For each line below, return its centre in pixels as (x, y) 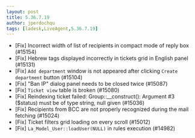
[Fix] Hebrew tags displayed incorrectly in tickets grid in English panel (101, 58)
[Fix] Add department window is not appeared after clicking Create (96, 71)
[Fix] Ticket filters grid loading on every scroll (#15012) (82, 122)
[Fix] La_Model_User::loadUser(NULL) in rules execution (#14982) (95, 128)
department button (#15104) (49, 77)
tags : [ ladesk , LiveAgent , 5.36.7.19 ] (52, 28)
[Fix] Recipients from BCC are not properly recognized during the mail (102, 109)
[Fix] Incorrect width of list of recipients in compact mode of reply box (102, 46)
